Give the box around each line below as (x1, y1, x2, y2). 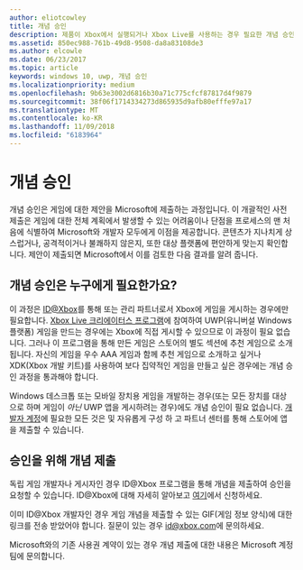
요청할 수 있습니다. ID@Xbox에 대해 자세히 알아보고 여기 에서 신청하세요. (9, 490, 263, 501)
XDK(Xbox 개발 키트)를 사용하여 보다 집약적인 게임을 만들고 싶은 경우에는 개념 (9, 360, 284, 371)
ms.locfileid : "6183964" (9, 131, 103, 140)
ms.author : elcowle (9, 47, 83, 56)
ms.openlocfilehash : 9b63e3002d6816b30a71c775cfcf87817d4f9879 (9, 88, 252, 97)
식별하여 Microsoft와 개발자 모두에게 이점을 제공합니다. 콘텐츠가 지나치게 (25, 226, 283, 237)
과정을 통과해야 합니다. (18, 371, 99, 382)
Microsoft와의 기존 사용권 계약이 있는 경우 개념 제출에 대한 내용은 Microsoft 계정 (9, 539, 294, 550)
